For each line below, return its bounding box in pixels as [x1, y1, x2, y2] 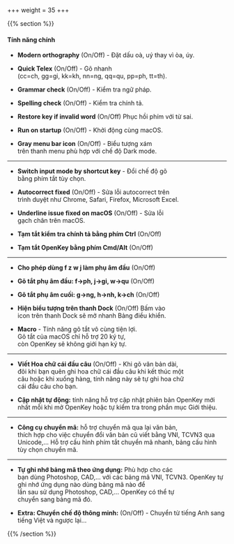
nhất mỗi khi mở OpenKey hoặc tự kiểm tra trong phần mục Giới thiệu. [17, 403, 218, 411]
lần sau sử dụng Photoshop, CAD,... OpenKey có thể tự [17, 488, 175, 497]
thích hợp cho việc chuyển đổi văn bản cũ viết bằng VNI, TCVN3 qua [17, 431, 215, 439]
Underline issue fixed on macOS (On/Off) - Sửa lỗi [17, 209, 164, 217]
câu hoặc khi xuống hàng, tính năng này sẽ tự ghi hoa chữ [17, 375, 185, 383]
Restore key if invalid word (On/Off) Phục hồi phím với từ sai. [17, 112, 194, 121]
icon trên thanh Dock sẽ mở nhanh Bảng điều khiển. [17, 311, 166, 320]
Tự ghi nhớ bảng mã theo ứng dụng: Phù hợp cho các [17, 466, 173, 474]
